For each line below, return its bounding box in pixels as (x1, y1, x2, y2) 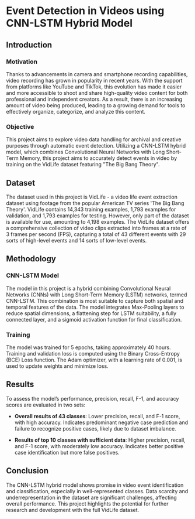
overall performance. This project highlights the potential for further (6, 500, 169, 507)
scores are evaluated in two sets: (6, 401, 86, 408)
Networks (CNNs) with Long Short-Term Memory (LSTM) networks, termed (6, 291, 187, 298)
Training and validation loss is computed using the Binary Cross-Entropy (6, 350, 180, 357)
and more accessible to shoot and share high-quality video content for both (6, 89, 188, 96)
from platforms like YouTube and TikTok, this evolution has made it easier (6, 83, 182, 90)
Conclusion (6, 466, 49, 476)
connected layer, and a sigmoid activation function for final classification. (6, 316, 182, 323)
